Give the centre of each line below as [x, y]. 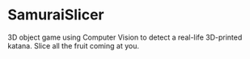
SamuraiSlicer [56, 15]
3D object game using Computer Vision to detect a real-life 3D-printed [125, 37]
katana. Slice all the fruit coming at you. [73, 45]
